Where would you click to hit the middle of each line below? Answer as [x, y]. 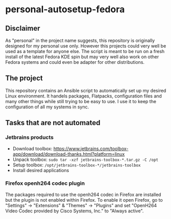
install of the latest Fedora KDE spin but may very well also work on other [82, 57]
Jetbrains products [30, 137]
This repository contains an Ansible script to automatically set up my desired [86, 90]
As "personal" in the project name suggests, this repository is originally [80, 40]
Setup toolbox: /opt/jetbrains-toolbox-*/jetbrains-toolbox [77, 165]
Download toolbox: [32, 149]
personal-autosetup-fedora [65, 9]
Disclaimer [23, 28]
